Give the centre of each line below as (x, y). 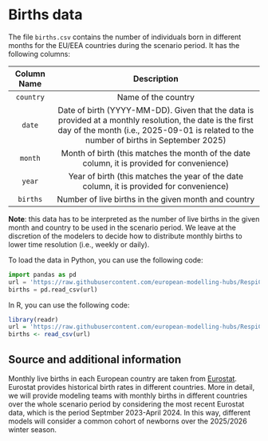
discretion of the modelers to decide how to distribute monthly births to (125, 236)
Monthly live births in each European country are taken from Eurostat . (123, 379)
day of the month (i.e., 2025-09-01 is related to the (156, 130)
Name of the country (156, 97)
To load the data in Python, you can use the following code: (106, 260)
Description (156, 78)
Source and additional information (95, 359)
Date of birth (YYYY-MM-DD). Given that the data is (156, 110)
